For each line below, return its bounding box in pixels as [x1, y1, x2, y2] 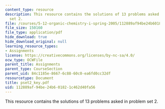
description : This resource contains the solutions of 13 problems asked [5, 12, 160, 17]
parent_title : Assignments [5, 62, 60, 67]
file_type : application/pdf [5, 30, 63, 35]
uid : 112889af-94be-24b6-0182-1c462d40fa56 [5, 84, 96, 90]
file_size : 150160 [5, 26, 43, 30]
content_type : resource [5, 7, 54, 12]
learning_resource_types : [5, 44, 58, 49]
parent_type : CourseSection [5, 67, 63, 72]
